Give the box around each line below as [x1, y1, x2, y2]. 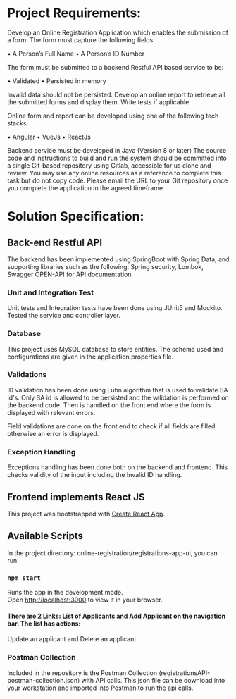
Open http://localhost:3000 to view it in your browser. [7, 595, 163, 604]
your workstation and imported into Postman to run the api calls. [7, 683, 194, 692]
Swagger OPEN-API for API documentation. [7, 270, 134, 278]
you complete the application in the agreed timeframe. [7, 183, 165, 192]
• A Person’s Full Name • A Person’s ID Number [7, 49, 145, 58]
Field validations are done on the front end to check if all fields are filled [7, 421, 216, 431]
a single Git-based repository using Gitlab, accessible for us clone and [7, 161, 211, 170]
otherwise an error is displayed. [7, 429, 99, 438]
